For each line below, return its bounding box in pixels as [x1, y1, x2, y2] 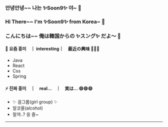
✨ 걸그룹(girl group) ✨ [12, 99, 58, 105]
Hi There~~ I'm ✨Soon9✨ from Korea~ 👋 [5, 18, 105, 25]
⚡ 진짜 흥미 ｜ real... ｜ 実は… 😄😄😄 [5, 85, 93, 91]
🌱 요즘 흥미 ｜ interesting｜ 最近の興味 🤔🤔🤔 [5, 46, 100, 52]
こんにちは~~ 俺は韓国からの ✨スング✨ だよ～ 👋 [5, 32, 121, 39]
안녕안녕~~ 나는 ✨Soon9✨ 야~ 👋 [5, 4, 81, 11]
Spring [12, 73, 26, 79]
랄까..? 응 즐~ [12, 111, 39, 117]
